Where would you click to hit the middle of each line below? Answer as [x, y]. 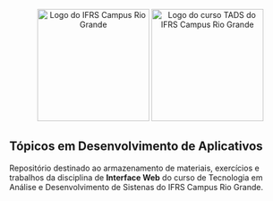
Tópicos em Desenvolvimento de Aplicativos [136, 147]
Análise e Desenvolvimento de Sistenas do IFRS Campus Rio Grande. [136, 187]
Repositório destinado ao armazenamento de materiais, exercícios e [134, 168]
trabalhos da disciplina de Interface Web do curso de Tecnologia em [136, 177]
